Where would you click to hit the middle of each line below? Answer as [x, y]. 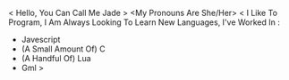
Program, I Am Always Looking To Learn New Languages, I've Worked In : [144, 22]
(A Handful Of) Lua [56, 58]
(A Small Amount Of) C [63, 49]
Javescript [41, 40]
